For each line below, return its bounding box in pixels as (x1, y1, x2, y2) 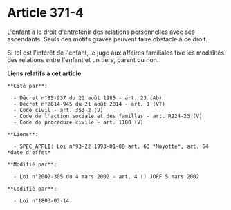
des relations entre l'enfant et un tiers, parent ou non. (7, 55, 159, 64)
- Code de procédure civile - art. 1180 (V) (13, 119, 144, 126)
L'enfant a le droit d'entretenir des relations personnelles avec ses (7, 28, 195, 36)
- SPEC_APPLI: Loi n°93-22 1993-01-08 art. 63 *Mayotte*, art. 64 (13, 143, 209, 150)
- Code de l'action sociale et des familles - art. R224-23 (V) (13, 113, 203, 120)
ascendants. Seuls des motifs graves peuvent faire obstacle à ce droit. (7, 35, 207, 43)
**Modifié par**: (7, 161, 57, 168)
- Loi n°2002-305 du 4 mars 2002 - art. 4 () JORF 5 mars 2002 (13, 173, 199, 180)
